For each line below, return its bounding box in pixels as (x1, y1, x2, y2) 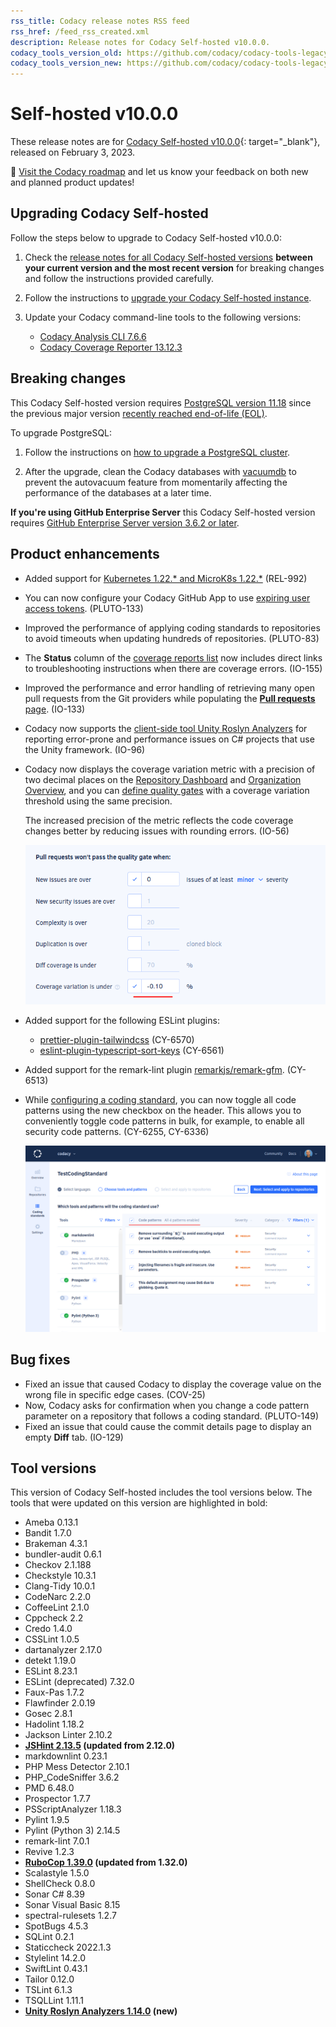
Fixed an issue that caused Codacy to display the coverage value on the (24, 1378, 322, 1390)
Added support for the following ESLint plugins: (24, 1014, 220, 1026)
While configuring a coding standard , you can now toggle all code (24, 1093, 297, 1105)
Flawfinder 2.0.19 (24, 1697, 96, 1709)
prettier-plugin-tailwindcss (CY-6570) (39, 1033, 195, 1045)
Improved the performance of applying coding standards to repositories (24, 621, 321, 634)
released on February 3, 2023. (10, 146, 136, 159)
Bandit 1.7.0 (24, 1527, 72, 1539)
